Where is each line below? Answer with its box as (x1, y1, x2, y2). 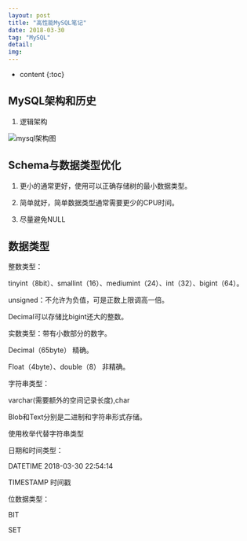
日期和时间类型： (8, 446, 64, 455)
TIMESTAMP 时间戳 (8, 477, 71, 488)
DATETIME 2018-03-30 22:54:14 (8, 462, 114, 471)
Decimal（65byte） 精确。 (8, 345, 94, 355)
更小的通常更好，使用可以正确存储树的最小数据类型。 (19, 181, 192, 190)
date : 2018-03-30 (8, 26, 65, 34)
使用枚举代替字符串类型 (8, 429, 84, 439)
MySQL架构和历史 (8, 94, 96, 108)
